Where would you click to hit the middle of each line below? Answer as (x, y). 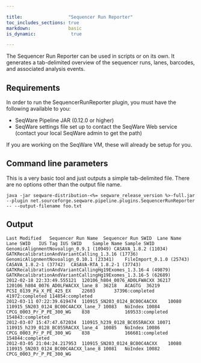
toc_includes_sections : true (43, 23)
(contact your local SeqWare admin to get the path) (79, 133)
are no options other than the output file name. (64, 185)
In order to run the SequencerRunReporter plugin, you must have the (91, 102)
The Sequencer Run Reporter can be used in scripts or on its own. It (91, 56)
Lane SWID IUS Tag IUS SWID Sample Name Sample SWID (80, 243)
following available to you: (39, 109)
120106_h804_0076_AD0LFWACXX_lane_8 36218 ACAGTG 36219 (83, 285)
